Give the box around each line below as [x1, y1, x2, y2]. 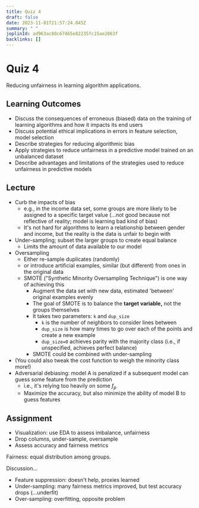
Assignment [6, 413, 52, 423]
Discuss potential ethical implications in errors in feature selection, [14, 127, 178, 135]
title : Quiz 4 [6, 8, 42, 15]
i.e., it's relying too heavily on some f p [23, 382, 117, 391]
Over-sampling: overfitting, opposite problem [14, 495, 126, 503]
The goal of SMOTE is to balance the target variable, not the [32, 300, 181, 307]
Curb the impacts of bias [14, 198, 75, 205]
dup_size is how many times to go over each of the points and [41, 325, 193, 332]
